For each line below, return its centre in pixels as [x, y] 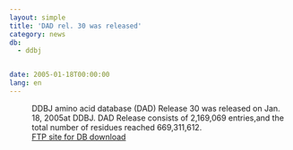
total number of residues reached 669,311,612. [117, 127]
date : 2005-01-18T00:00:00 [60, 75]
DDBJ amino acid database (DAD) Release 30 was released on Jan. [156, 108]
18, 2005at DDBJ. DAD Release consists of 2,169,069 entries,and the [158, 118]
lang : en [26, 83]
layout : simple [38, 17]
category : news [38, 34]
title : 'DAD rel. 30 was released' [76, 26]
